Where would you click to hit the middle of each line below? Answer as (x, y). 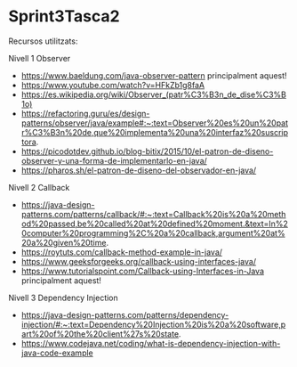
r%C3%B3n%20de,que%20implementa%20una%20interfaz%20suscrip (155, 132)
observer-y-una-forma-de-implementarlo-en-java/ (114, 160)
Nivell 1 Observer (40, 58)
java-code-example (57, 353)
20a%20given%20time (64, 242)
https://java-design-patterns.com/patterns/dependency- (125, 314)
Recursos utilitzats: (43, 41)
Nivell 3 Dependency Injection (64, 298)
